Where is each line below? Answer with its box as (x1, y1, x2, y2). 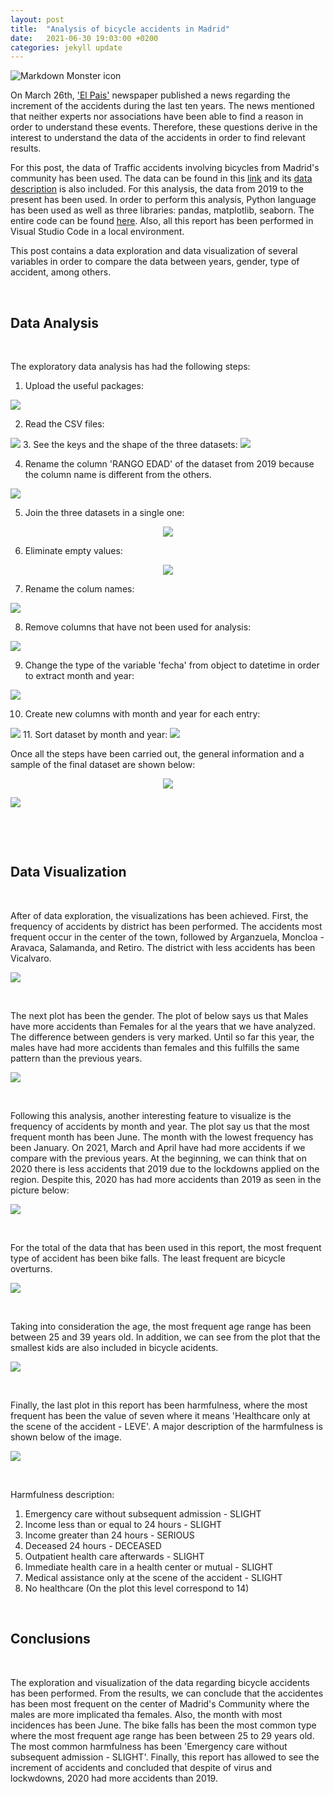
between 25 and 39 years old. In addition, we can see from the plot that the (10, 1331, 321, 1343)
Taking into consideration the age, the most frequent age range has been (10, 1320, 312, 1332)
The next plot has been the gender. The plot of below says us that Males (10, 1009, 309, 1021)
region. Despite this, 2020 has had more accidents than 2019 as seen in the (10, 1173, 322, 1185)
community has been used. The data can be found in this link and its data (10, 172, 313, 185)
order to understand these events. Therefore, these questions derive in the (10, 121, 318, 133)
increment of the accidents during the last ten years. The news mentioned (10, 100, 315, 112)
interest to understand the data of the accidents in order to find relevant (10, 132, 306, 144)
